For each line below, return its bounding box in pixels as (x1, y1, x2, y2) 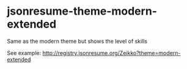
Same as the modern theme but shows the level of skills (7, 37, 148, 45)
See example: (7, 49, 42, 56)
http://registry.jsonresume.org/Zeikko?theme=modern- (42, 49, 181, 56)
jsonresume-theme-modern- (7, 4, 158, 18)
